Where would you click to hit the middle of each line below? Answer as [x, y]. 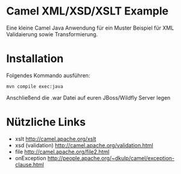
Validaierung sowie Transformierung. [52, 34]
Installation [35, 59]
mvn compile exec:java [35, 86]
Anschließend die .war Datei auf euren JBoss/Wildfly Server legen [88, 97]
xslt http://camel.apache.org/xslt [56, 139]
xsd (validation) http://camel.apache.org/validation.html [84, 145]
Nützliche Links [46, 122]
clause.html [29, 164]
